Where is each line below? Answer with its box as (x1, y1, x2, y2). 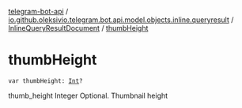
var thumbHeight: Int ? (8, 76, 83, 85)
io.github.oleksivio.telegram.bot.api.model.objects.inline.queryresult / (8, 15, 234, 24)
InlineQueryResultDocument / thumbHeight (8, 24, 149, 32)
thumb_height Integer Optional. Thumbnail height (8, 91, 168, 100)
